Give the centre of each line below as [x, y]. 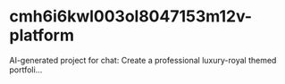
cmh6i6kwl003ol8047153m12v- [131, 17]
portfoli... [26, 70]
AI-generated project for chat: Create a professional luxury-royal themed [143, 60]
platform [42, 35]
